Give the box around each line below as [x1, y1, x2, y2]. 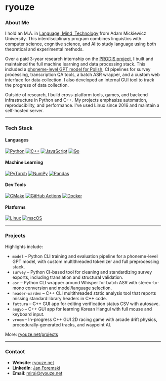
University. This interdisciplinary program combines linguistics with [5, 36, 142, 42]
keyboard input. [12, 311, 44, 317]
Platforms [5, 204, 26, 210]
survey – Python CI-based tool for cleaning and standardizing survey [12, 269, 152, 275]
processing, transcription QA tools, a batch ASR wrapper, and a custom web [5, 71, 160, 78]
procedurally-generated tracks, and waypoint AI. [12, 321, 111, 327]
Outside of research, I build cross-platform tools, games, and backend [5, 92, 148, 98]
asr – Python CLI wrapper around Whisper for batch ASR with [12, 279, 137, 285]
